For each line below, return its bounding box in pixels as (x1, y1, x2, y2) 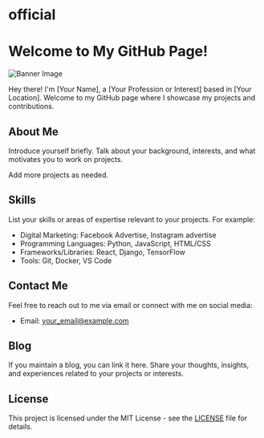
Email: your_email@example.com (19, 315, 130, 326)
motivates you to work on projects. (8, 154, 123, 164)
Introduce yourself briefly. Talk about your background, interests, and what (8, 146, 256, 156)
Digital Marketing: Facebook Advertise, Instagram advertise (19, 230, 217, 240)
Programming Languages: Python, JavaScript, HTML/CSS (19, 238, 211, 248)
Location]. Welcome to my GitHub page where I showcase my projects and (8, 93, 256, 103)
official (8, 6, 56, 24)
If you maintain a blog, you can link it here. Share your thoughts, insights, (8, 360, 250, 370)
